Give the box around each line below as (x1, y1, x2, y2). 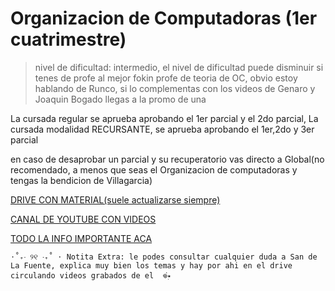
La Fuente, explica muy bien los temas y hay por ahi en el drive (10, 260, 293, 271)
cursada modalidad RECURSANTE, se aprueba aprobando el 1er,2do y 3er (10, 123, 315, 135)
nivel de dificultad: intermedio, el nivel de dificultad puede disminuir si (34, 61, 324, 73)
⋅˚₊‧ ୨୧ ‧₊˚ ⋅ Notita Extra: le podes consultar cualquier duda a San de (10, 252, 318, 262)
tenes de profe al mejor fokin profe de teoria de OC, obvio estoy (34, 72, 298, 84)
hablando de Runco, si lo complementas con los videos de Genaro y (34, 82, 316, 94)
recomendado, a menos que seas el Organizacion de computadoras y (10, 163, 298, 176)
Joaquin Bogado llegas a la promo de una (34, 93, 207, 105)
